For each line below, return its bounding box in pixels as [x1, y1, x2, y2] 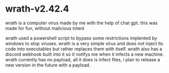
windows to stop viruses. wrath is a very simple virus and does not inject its [5, 40, 163, 46]
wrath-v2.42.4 [5, 3, 70, 15]
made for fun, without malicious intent [5, 25, 85, 31]
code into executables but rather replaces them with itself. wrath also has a [5, 46, 162, 52]
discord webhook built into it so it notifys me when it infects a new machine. [5, 51, 164, 57]
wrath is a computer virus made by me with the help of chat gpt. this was [5, 20, 158, 26]
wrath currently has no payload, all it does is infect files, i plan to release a [5, 56, 160, 62]
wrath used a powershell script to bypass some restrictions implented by [5, 35, 157, 41]
